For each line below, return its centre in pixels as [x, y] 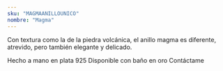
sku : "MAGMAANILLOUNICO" [43, 13]
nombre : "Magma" [31, 20]
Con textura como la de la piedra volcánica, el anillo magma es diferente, [112, 39]
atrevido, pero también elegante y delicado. [70, 47]
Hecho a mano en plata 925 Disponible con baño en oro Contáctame [106, 60]
